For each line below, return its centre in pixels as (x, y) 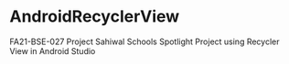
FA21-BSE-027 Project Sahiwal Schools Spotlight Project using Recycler (145, 41)
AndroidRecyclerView (95, 17)
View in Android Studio (53, 50)
